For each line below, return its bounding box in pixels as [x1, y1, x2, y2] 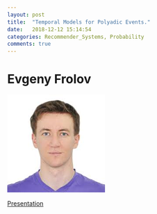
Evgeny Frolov [7, 72, 92, 87]
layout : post [7, 11, 45, 18]
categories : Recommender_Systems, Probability [7, 33, 144, 40]
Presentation [7, 199, 44, 208]
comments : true [7, 40, 51, 48]
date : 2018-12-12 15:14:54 [7, 26, 92, 33]
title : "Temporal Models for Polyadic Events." [7, 18, 151, 26]
